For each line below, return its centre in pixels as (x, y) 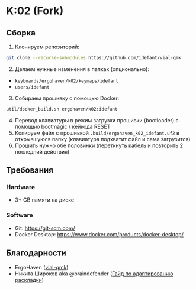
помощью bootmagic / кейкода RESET (62, 126)
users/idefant (32, 87)
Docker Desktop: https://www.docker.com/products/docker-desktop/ (99, 234)
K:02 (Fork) (35, 11)
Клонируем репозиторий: (47, 47)
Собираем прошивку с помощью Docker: (67, 98)
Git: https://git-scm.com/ (45, 228)
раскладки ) (29, 280)
